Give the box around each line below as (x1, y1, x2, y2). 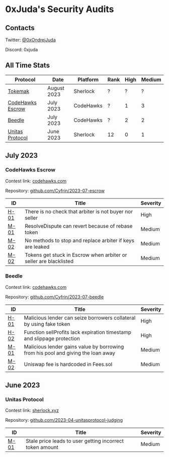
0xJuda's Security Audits (5, 4, 114, 15)
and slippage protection (24, 335, 80, 342)
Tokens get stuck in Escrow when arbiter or (25, 251, 127, 258)
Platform (77, 76, 99, 83)
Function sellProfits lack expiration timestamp (24, 328, 132, 335)
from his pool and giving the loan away (24, 349, 116, 356)
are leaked (25, 243, 50, 250)
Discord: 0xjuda (5, 47, 38, 52)
